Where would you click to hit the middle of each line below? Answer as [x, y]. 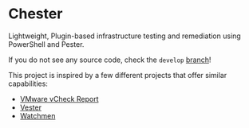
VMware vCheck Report [59, 99]
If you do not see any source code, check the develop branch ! [110, 60]
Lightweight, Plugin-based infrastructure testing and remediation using [125, 36]
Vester [31, 107]
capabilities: [28, 83]
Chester [36, 14]
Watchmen [38, 115]
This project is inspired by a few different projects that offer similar [118, 75]
